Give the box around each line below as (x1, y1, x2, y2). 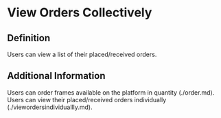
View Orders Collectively (7, 5, 152, 21)
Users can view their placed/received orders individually (7, 95, 167, 104)
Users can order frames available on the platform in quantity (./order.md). (7, 88, 215, 97)
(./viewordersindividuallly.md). (7, 103, 93, 111)
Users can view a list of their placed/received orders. (7, 50, 157, 58)
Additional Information (7, 70, 106, 82)
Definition (7, 32, 50, 44)
